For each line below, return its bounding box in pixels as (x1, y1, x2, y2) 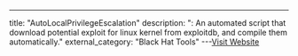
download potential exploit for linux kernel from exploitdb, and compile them (9, 28, 288, 37)
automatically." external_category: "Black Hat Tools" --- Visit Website (9, 36, 260, 47)
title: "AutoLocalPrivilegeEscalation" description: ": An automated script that (9, 18, 286, 28)
